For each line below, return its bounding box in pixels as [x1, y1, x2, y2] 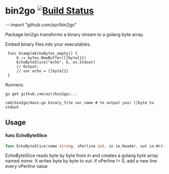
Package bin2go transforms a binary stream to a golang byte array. [5, 31, 144, 37]
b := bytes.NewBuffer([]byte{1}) [16, 55, 87, 60]
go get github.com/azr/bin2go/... [5, 91, 78, 97]
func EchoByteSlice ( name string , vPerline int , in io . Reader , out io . [5, 143, 156, 148]
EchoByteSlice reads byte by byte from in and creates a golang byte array [5, 152, 158, 158]
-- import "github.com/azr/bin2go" [5, 22, 77, 28]
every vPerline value [5, 163, 48, 169]
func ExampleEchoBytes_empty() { [7, 51, 78, 56]
